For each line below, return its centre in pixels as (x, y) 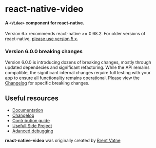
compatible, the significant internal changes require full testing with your (78, 72)
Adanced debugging (33, 131)
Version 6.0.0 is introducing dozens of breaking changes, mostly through (78, 62)
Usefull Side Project (32, 126)
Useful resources (32, 98)
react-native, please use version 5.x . (42, 39)
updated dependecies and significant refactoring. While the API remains (77, 67)
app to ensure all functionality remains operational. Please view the (72, 78)
